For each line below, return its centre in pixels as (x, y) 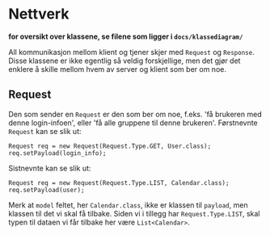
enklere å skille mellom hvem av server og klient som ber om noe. (117, 69)
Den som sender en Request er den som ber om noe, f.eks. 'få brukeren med (135, 114)
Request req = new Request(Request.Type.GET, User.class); (110, 146)
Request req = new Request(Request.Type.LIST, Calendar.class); (119, 183)
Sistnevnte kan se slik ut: (50, 168)
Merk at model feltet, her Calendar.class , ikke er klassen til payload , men (128, 205)
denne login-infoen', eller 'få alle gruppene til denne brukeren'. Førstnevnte (133, 123)
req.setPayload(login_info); (57, 153)
